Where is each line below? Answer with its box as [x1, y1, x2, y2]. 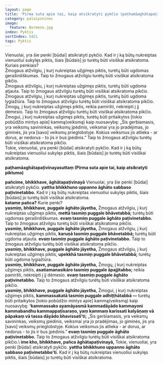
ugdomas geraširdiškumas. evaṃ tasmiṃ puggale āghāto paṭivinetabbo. [5, 215, 153, 221]
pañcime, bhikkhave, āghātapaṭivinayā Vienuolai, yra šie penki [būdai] [5, 179, 148, 185]
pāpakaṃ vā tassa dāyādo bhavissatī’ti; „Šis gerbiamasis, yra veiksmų [5, 313, 148, 319]
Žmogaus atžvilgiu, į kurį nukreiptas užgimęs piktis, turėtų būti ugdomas [5, 67, 149, 73]
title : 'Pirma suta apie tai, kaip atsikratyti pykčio [5, 12, 118, 17]
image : [5, 20, 18, 26]
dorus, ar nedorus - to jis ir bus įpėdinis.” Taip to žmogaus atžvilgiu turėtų [5, 134, 152, 140]
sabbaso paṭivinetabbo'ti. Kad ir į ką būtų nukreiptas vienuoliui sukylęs [5, 349, 148, 355]
